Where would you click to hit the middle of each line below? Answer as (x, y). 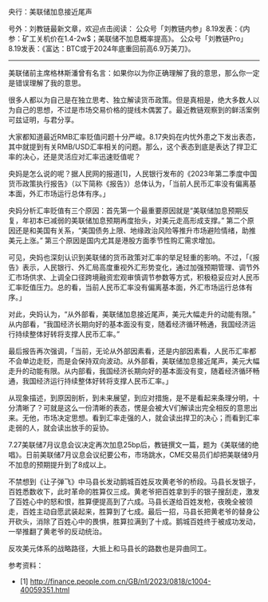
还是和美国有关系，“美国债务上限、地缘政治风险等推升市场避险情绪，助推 (136, 230)
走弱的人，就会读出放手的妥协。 (61, 428)
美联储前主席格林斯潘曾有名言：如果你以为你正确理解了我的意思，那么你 (127, 73)
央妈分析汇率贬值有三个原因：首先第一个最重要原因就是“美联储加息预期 (125, 211)
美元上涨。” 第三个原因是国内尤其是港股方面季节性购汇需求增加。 (114, 240)
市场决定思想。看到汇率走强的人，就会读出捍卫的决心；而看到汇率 (151, 418)
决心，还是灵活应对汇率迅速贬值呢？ (81, 157)
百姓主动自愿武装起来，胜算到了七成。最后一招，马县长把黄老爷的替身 (137, 512)
